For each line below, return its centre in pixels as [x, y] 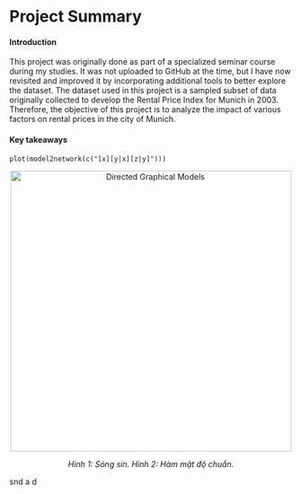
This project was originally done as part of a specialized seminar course [142, 62]
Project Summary [75, 17]
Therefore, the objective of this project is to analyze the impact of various [145, 110]
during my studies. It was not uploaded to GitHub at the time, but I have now [150, 71]
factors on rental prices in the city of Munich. [93, 119]
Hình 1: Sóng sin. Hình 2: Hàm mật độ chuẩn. [151, 463]
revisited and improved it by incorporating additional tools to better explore [147, 81]
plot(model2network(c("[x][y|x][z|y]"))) [88, 159]
